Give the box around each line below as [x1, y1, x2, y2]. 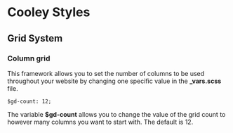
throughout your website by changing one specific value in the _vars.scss [7, 77, 222, 85]
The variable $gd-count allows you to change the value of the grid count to [7, 110, 226, 118]
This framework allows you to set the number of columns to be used [7, 69, 205, 77]
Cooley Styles [7, 4, 91, 20]
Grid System [7, 32, 63, 44]
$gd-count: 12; [7, 98, 52, 105]
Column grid [7, 53, 51, 63]
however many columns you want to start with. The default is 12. [7, 118, 194, 126]
